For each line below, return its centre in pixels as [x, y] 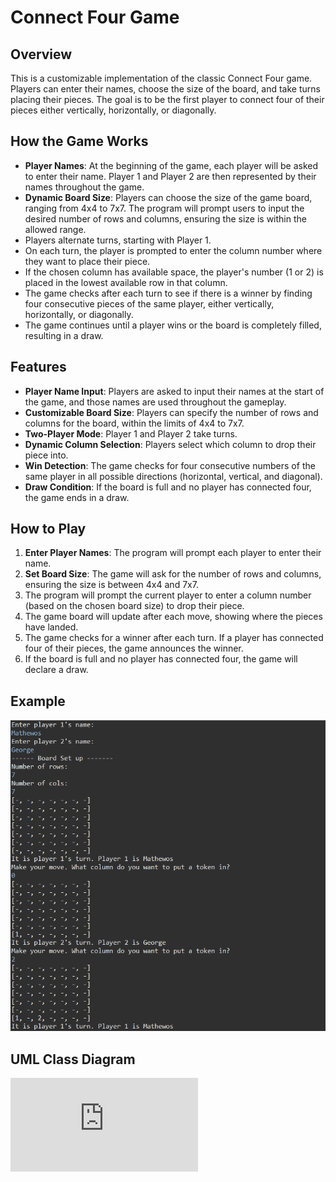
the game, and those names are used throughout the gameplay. [155, 402]
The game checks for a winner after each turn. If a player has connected [174, 638]
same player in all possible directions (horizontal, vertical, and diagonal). [173, 476]
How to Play [48, 529]
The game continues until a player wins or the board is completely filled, [173, 325]
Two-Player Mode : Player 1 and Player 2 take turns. [131, 433]
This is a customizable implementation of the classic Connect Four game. [161, 78]
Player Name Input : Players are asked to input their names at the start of [174, 391]
